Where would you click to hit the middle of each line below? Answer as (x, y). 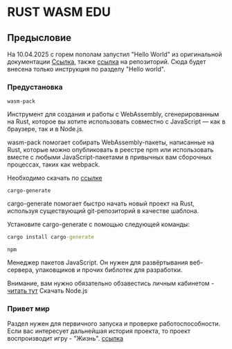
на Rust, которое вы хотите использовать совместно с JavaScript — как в (116, 121)
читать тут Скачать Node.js (47, 291)
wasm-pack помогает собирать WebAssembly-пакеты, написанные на (111, 142)
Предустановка (35, 87)
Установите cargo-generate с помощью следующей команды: (99, 224)
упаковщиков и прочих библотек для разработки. (109, 270)
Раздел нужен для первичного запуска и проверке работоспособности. (114, 324)
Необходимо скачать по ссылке (55, 178)
